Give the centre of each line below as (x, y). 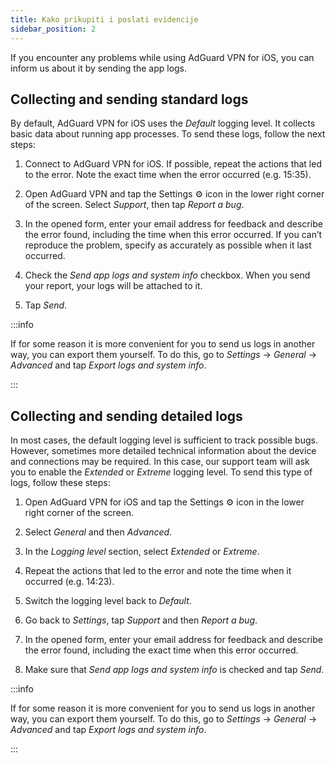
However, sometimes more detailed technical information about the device (163, 451)
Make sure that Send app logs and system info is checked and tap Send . (174, 670)
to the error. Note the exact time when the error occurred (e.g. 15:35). (168, 175)
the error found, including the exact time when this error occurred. (161, 650)
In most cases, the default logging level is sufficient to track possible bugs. (164, 440)
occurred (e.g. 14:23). (69, 582)
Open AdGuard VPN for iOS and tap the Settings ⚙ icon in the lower (164, 502)
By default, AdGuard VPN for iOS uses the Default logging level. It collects (163, 123)
